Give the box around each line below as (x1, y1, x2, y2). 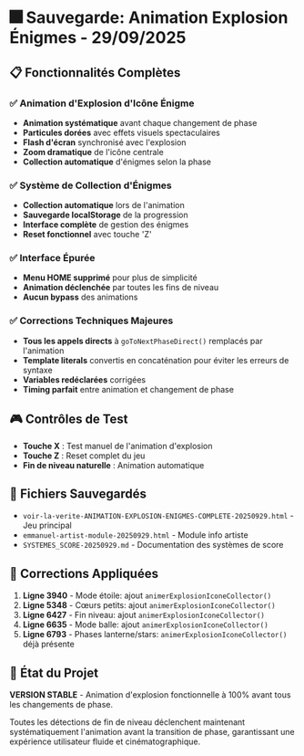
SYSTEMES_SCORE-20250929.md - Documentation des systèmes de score (22, 540, 284, 551)
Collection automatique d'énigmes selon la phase (22, 156, 212, 167)
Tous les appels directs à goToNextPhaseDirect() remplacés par (22, 335, 263, 346)
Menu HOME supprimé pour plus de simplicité (22, 272, 198, 283)
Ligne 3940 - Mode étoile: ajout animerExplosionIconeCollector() (22, 590, 272, 601)
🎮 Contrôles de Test (9, 412, 128, 427)
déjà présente (22, 638, 75, 650)
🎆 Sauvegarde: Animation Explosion (9, 7, 289, 28)
